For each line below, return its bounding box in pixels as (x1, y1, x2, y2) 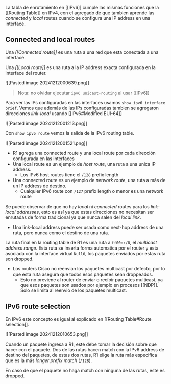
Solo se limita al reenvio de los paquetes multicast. (20, 287, 127, 293)
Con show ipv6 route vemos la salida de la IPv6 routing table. (5, 130, 134, 136)
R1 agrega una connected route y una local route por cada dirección (12, 150, 156, 156)
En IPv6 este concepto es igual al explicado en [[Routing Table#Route (5, 315, 152, 322)
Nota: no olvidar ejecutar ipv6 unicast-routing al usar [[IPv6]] (17, 89, 150, 96)
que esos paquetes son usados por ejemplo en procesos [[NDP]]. (20, 282, 159, 288)
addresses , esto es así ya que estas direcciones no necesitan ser (16, 209, 154, 215)
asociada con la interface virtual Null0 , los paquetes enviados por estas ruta (5, 250, 166, 256)
